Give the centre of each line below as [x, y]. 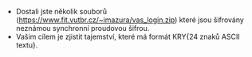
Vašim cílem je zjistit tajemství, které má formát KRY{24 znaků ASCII [128, 36]
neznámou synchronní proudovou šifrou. [83, 28]
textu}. [27, 45]
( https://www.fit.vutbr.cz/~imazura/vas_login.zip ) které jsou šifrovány [130, 20]
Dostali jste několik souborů [61, 11]
